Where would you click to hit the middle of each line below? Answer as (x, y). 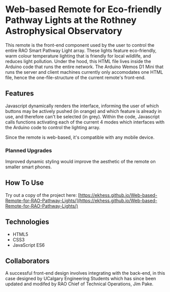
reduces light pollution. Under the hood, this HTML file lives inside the (78, 61)
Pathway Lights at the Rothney (71, 20)
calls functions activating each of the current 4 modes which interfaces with (85, 122)
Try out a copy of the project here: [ (43, 195)
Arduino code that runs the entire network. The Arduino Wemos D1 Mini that (84, 67)
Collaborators (27, 261)
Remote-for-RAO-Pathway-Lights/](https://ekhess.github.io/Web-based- (81, 200)
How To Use (25, 183)
